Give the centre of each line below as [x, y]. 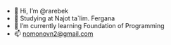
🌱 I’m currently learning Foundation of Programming [89, 26]
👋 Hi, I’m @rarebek [41, 11]
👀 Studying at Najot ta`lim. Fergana [64, 18]
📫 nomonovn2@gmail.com [53, 34]
